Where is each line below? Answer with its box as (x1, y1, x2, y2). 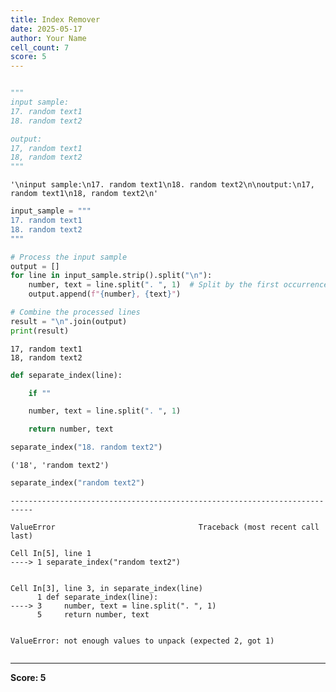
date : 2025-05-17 (10, 24, 83, 34)
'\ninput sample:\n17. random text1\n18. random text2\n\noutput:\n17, (10, 180, 315, 190)
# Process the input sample (10, 252, 128, 262)
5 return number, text (36, 609, 150, 620)
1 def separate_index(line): (36, 592, 159, 602)
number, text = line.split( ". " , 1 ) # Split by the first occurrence (28, 280, 329, 290)
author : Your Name (10, 33, 87, 43)
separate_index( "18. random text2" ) (10, 442, 163, 453)
